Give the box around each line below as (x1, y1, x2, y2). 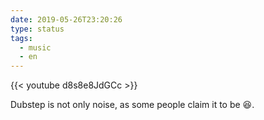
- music (19, 42, 52, 53)
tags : (10, 33, 33, 43)
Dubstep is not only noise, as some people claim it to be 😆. (10, 99, 255, 111)
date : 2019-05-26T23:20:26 (10, 14, 123, 25)
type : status (10, 24, 65, 34)
